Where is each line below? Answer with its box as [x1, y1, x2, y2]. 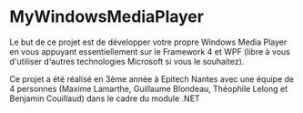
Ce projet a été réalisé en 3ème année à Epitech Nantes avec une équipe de [9, 73, 295, 84]
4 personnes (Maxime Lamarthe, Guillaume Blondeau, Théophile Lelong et [9, 83, 288, 94]
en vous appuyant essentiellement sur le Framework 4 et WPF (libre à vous [9, 46, 291, 56]
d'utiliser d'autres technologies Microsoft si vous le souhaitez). [9, 56, 245, 67]
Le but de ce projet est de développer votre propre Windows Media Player [9, 36, 288, 47]
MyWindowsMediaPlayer [9, 6, 205, 27]
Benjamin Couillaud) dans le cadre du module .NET [9, 93, 200, 104]
